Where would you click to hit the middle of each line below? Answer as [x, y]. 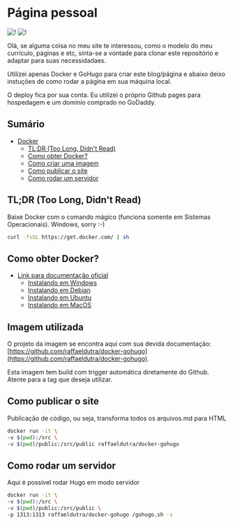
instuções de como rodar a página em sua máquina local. [90, 81]
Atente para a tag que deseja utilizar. [60, 380]
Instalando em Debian [59, 290]
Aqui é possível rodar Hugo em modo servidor [74, 482]
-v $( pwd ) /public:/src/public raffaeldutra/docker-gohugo [93, 444]
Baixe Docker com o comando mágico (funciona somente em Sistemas [109, 217]
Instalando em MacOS [60, 305]
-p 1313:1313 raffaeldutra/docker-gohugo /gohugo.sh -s [90, 515]
